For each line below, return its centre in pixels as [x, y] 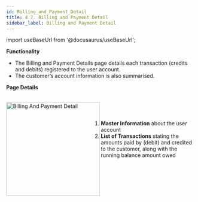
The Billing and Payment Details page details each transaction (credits [101, 63]
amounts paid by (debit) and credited [147, 143]
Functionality [23, 52]
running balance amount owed [138, 155]
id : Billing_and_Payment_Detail [46, 12]
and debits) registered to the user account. [68, 70]
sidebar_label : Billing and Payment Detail [61, 23]
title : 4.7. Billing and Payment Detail [57, 17]
